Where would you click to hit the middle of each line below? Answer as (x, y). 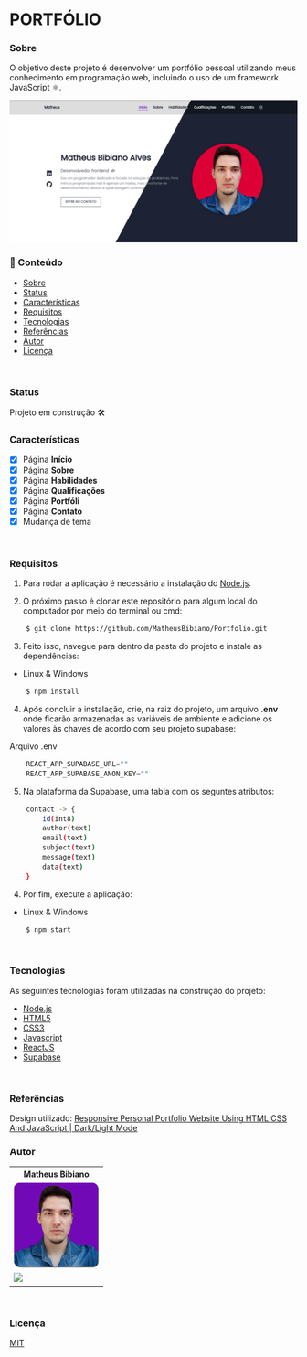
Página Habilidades (60, 480)
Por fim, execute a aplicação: (77, 894)
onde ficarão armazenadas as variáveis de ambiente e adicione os (147, 719)
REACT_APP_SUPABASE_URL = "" (77, 764)
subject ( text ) (69, 848)
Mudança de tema (57, 521)
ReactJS (38, 1047)
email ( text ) (65, 838)
